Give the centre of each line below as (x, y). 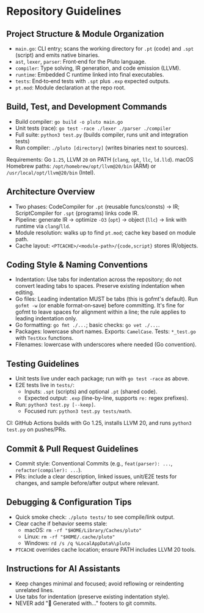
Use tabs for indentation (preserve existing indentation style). (92, 596)
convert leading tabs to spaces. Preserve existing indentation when (100, 286)
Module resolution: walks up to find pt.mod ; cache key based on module (105, 232)
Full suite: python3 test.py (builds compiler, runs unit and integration (101, 134)
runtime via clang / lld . (43, 226)
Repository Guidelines (64, 11)
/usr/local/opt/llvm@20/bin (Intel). (51, 172)
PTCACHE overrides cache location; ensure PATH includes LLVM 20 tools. (105, 549)
